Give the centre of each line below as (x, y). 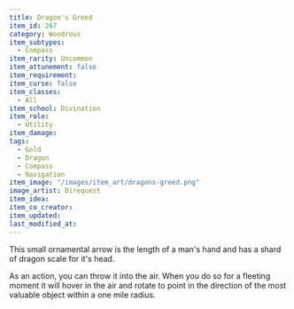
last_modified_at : (43, 224)
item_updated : (35, 215)
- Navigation (41, 174)
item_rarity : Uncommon (51, 59)
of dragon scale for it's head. (62, 258)
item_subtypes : (37, 42)
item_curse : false (43, 83)
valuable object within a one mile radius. (83, 295)
